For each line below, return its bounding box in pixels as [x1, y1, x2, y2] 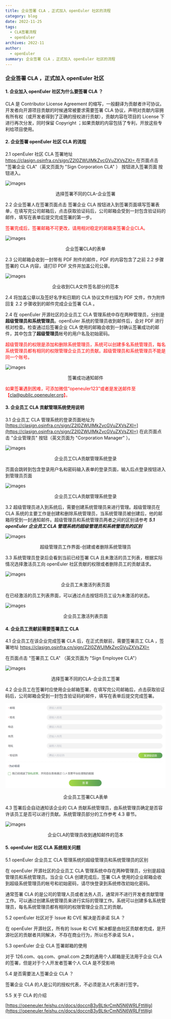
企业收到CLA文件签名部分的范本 [52, 283, 119, 289]
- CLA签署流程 [10, 29, 37, 35]
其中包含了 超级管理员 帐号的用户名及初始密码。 [14, 331, 112, 337]
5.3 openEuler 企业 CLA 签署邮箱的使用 [5, 942, 88, 948]
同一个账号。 [5, 354, 32, 360]
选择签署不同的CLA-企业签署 [55, 191, 116, 197]
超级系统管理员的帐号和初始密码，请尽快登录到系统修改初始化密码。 [9, 880, 153, 886]
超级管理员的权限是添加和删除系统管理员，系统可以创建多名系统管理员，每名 [5, 341, 166, 347]
